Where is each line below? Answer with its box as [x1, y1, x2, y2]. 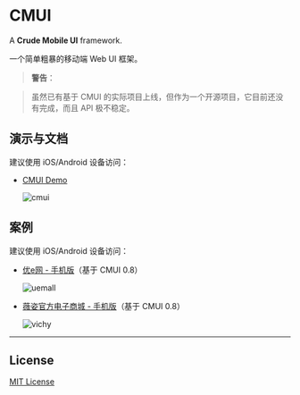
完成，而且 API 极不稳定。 [38, 102, 136, 113]
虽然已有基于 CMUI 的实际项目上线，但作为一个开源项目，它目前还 [30, 91, 276, 102]
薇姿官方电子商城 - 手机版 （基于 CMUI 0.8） [21, 300, 185, 311]
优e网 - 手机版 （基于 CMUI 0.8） [21, 265, 143, 275]
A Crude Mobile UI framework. [9, 35, 122, 46]
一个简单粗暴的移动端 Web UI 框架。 [9, 53, 143, 63]
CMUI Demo [21, 174, 68, 185]
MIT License [9, 376, 55, 387]
